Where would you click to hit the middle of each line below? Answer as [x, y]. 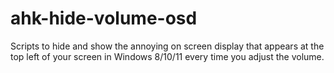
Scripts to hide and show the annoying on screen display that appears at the [167, 46]
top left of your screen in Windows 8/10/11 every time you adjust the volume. [167, 56]
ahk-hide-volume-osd [104, 18]
